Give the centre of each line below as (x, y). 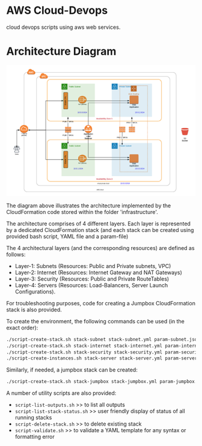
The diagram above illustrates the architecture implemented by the (89, 206)
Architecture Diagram (61, 51)
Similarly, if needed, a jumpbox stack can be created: (72, 370)
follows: (16, 254)
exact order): (22, 328)
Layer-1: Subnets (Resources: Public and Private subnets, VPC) (93, 266)
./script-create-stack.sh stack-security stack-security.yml (84, 352)
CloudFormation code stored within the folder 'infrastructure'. (82, 212)
